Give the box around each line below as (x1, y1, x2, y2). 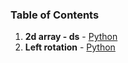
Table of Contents (10, 8, 100, 22)
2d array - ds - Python (24, 31, 118, 43)
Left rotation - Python (24, 41, 116, 53)
